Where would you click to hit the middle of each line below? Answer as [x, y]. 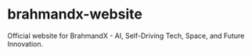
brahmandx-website [75, 14]
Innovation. [25, 43]
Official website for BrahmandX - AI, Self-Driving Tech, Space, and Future [126, 36]
